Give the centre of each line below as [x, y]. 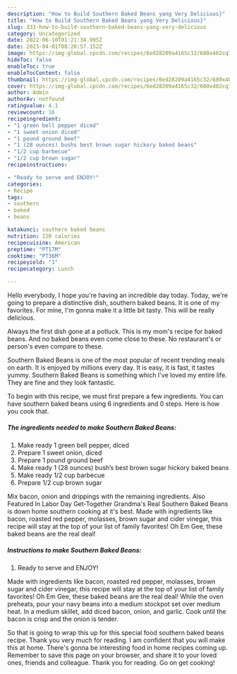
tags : [15, 197]
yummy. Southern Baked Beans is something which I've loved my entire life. [117, 375]
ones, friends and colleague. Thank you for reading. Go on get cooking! [111, 662]
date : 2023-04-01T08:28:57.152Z [55, 47]
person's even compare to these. [55, 346]
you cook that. [28, 411]
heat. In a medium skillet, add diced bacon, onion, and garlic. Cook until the [117, 611]
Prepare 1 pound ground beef [60, 460]
